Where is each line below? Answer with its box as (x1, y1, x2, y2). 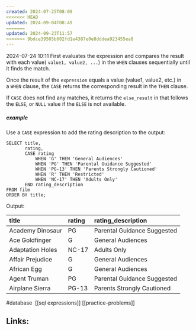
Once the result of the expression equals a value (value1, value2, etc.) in (6, 76, 182, 83)
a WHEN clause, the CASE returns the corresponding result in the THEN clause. (6, 83, 188, 89)
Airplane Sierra (9, 284, 51, 292)
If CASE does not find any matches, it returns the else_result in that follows (6, 94, 188, 101)
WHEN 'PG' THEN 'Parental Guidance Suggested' (35, 161, 152, 167)
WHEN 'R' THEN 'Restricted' (35, 171, 105, 177)
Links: (6, 316, 30, 326)
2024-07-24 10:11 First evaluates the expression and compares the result (6, 53, 185, 59)
